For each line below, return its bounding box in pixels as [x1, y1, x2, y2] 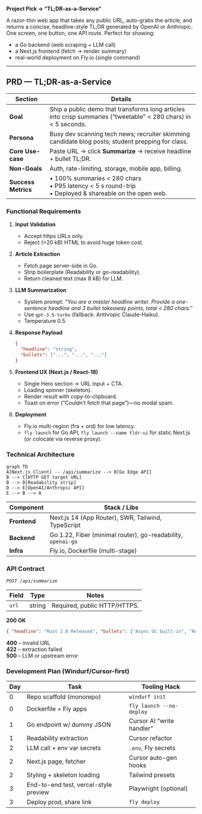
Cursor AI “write [129, 717, 174, 725]
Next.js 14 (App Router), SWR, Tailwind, [49, 513, 162, 522]
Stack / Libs [103, 503, 139, 512]
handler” [129, 724, 153, 733]
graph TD [6, 464, 28, 470]
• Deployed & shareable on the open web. [49, 189, 167, 197]
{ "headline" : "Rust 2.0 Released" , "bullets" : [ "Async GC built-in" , [6, 628, 187, 635]
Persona [9, 133, 34, 142]
